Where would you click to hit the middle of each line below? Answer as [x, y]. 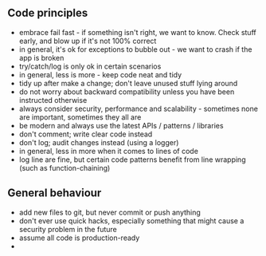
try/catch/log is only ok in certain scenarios [90, 66]
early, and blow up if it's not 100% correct [88, 41]
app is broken [41, 57]
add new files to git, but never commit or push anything [110, 212]
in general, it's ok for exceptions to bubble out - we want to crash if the [135, 49]
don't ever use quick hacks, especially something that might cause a [131, 221]
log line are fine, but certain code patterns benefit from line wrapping [132, 160]
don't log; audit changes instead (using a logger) [99, 142]
